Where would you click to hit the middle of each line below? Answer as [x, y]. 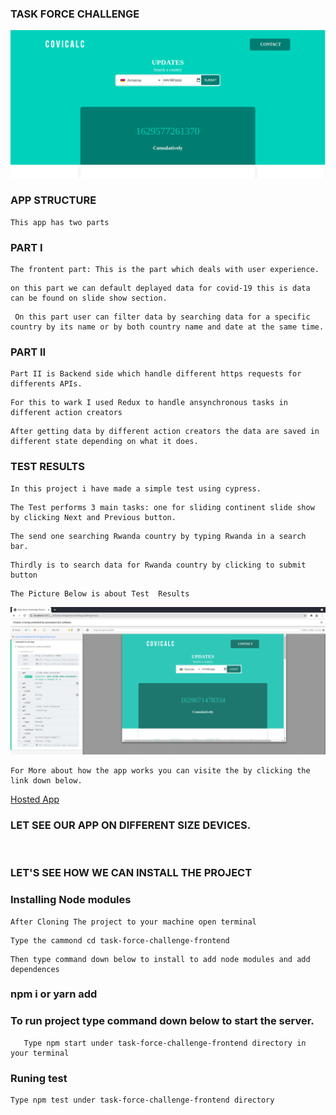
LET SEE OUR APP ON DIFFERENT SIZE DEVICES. [131, 825]
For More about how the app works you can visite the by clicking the [160, 770]
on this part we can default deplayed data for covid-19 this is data [160, 288]
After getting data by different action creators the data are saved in [165, 432]
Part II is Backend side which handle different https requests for [156, 374]
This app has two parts [60, 222]
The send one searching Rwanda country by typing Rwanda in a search [158, 536]
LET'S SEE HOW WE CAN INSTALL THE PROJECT [131, 873]
